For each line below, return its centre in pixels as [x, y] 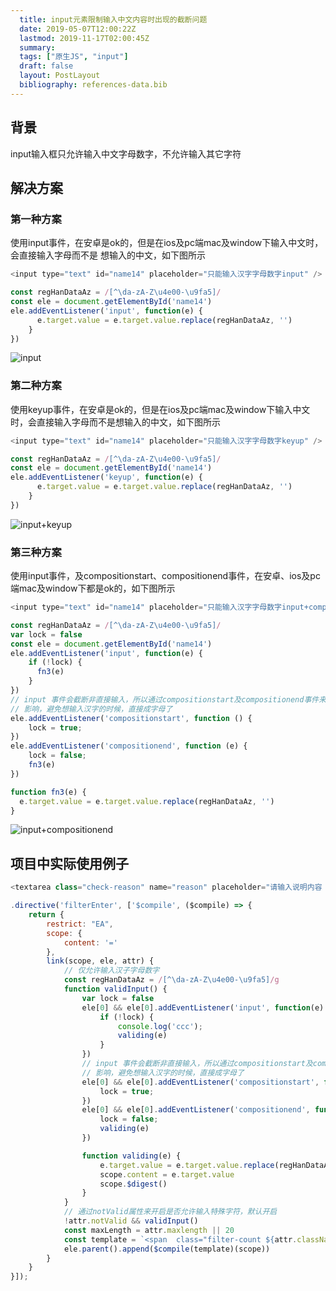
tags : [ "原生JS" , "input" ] [74, 57]
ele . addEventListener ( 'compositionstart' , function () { [131, 718]
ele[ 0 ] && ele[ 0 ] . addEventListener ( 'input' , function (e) [203, 1007]
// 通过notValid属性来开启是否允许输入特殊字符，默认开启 [170, 1212]
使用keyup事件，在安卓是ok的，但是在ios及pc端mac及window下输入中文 [160, 409]
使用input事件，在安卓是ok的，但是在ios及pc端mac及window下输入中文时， [167, 243]
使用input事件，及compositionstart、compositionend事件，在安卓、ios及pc [165, 576]
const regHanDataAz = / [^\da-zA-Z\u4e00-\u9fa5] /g [171, 980]
